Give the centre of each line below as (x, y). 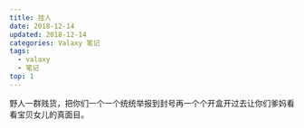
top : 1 (22, 77)
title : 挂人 (30, 18)
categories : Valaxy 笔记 (55, 43)
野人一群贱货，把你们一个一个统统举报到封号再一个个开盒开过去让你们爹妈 (148, 103)
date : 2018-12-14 (42, 26)
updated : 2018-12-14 (48, 34)
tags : (19, 51)
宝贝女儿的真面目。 (52, 114)
